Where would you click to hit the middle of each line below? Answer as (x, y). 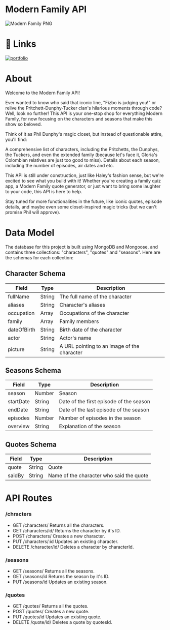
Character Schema (35, 274)
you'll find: (16, 139)
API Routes (29, 498)
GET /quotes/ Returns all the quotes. (50, 606)
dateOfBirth (22, 329)
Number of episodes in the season (100, 418)
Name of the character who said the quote (98, 475)
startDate (19, 402)
